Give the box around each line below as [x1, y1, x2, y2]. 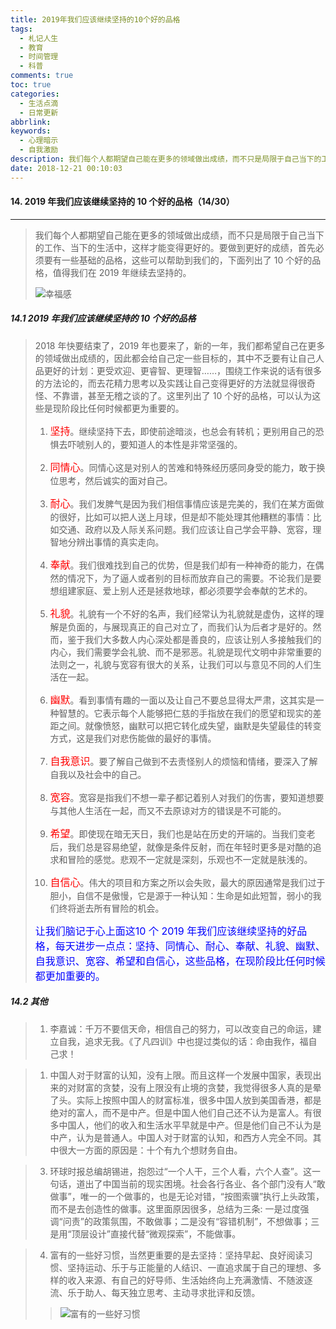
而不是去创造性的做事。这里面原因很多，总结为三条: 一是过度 [49, 1202, 301, 1215]
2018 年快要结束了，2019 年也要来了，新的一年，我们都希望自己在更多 [34, 339, 326, 351]
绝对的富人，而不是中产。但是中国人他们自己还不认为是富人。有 [49, 1106, 313, 1118]
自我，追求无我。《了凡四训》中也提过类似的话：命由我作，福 [58, 1035, 309, 1047]
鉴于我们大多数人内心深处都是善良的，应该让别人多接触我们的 [67, 633, 322, 645]
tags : [10, 24, 33, 34]
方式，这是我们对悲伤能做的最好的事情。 [49, 732, 217, 744]
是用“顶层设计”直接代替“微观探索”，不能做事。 [49, 1227, 242, 1240]
